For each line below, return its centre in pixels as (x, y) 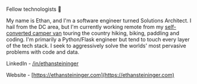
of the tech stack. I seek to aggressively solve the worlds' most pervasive (96, 46)
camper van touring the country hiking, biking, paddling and (106, 33)
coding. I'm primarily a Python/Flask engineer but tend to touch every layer (98, 39)
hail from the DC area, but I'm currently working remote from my (85, 27)
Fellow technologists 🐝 (34, 9)
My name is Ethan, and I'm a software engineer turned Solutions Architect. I (99, 20)
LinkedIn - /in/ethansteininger (43, 63)
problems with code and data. (43, 52)
